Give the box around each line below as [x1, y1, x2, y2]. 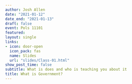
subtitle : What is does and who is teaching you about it [5, 67, 127, 72]
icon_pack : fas [9, 48, 41, 53]
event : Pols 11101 [5, 26, 43, 31]
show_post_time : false [5, 62, 52, 67]
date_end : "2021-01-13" [5, 16, 54, 21]
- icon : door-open [5, 44, 43, 49]
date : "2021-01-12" [5, 12, 45, 17]
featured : [5, 30, 26, 35]
